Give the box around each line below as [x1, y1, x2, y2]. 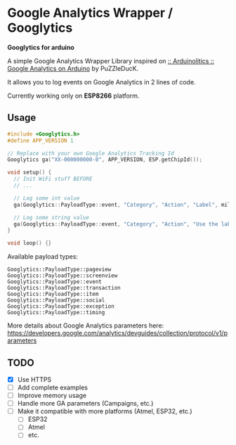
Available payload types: [7, 252, 79, 261]
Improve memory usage [17, 392, 86, 400]
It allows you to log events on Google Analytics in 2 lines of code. [7, 77, 196, 86]
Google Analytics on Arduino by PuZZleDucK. [7, 64, 139, 72]
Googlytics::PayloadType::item [7, 290, 99, 298]
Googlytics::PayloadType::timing [7, 309, 105, 316]
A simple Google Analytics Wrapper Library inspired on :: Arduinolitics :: [7, 56, 214, 65]
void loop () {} [7, 240, 52, 247]
